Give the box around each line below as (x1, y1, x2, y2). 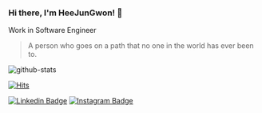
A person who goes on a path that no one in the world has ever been (27, 41, 254, 50)
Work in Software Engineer (8, 26, 97, 35)
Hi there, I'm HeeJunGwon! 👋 (8, 7, 123, 18)
